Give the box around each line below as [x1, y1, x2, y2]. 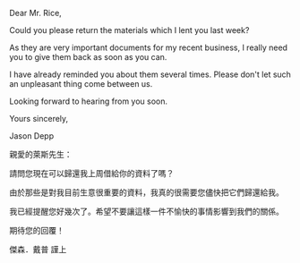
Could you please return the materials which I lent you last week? [9, 25, 250, 35]
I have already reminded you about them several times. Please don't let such [9, 69, 291, 80]
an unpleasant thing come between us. [9, 79, 153, 89]
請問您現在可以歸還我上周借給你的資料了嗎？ [9, 168, 175, 178]
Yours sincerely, [9, 114, 69, 123]
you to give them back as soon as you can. [9, 52, 167, 62]
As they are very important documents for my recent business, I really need [9, 42, 288, 53]
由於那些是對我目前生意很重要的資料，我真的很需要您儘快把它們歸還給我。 [9, 187, 284, 198]
